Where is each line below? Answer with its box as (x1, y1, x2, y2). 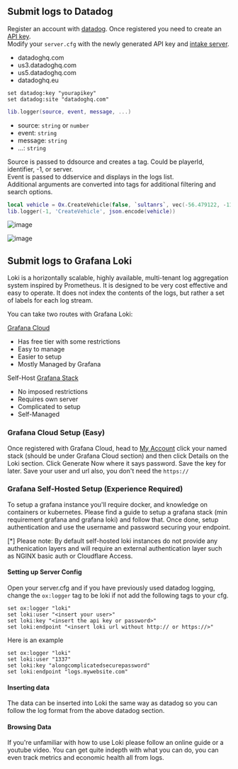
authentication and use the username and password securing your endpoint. (7, 522, 231, 531)
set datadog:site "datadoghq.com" (7, 96, 110, 103)
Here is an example (7, 636, 64, 644)
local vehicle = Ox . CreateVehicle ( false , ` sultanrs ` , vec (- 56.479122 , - (7, 201, 227, 208)
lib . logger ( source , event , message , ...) (7, 108, 132, 116)
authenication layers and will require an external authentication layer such (7, 544, 222, 552)
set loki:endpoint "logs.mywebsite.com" (7, 668, 129, 675)
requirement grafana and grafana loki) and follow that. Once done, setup (7, 515, 219, 524)
